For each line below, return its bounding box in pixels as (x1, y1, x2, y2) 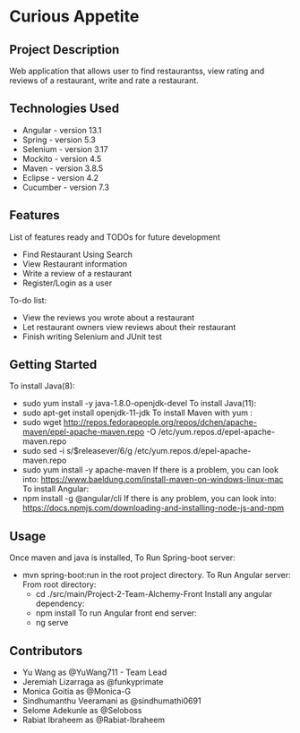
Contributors (9, 643, 83, 659)
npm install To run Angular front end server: (35, 608, 197, 618)
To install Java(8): (9, 380, 75, 391)
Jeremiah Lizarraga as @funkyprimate (21, 677, 164, 687)
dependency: (35, 598, 85, 609)
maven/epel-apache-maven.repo (21, 427, 145, 438)
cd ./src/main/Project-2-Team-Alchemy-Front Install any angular (35, 589, 273, 600)
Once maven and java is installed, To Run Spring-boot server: (9, 552, 236, 563)
